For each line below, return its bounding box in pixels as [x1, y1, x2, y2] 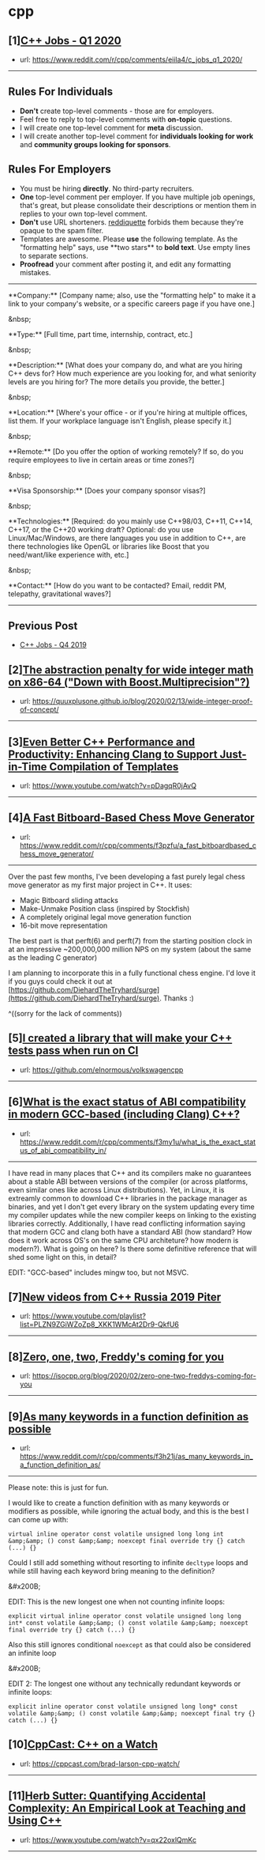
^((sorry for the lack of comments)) [8, 1008, 122, 1018]
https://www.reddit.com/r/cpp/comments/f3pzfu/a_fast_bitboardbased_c [19, 841, 257, 850]
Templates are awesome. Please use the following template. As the [19, 234, 238, 244]
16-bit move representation [19, 921, 108, 930]
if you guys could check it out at [8, 976, 113, 986]
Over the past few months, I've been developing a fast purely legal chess [8, 871, 246, 881]
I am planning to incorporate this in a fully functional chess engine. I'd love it [8, 968, 256, 977]
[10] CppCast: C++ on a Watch [8, 1738, 159, 1752]
